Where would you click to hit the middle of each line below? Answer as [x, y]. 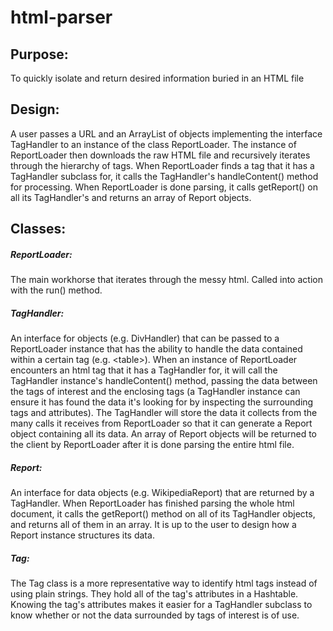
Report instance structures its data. [82, 535]
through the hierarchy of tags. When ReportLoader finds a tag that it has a [162, 165]
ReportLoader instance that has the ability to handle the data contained [156, 349]
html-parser [61, 17]
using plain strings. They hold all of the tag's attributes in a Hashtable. [154, 594]
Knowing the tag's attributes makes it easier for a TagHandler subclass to [161, 605]
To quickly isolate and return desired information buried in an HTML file [157, 78]
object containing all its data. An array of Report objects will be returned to [163, 434]
